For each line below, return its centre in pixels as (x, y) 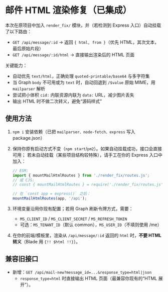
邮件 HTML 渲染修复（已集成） (68, 10)
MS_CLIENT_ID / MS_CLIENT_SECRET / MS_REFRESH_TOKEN (73, 219)
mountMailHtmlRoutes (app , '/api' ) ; (50, 199)
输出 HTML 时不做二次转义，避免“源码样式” (57, 101)
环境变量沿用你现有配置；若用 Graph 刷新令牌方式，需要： (73, 209)
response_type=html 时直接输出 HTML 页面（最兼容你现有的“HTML (89, 278)
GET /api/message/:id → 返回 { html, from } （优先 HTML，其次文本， (86, 42)
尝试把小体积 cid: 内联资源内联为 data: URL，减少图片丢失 (73, 95)
